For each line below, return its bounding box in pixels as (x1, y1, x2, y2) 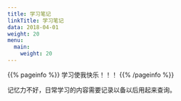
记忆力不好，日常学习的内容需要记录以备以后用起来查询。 (7, 85, 176, 94)
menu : (7, 37, 24, 44)
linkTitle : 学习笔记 (7, 17, 64, 24)
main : (14, 43, 31, 51)
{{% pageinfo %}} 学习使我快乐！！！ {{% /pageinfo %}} (7, 70, 175, 79)
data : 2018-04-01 (7, 23, 59, 31)
